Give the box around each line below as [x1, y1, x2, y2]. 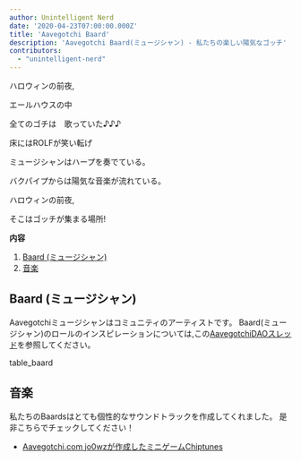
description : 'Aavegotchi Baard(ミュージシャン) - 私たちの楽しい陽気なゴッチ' [9, 38, 288, 47]
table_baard [9, 357, 54, 368]
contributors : [9, 47, 63, 55]
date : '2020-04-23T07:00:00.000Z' [9, 21, 139, 30]
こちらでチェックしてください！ [16, 422, 134, 432]
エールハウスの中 [9, 99, 73, 110]
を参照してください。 [17, 339, 96, 350]
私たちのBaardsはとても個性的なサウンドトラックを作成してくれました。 [9, 411, 278, 422]
